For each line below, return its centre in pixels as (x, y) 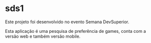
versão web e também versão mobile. (43, 36)
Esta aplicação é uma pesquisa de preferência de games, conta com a (75, 31)
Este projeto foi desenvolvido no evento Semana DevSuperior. (67, 22)
